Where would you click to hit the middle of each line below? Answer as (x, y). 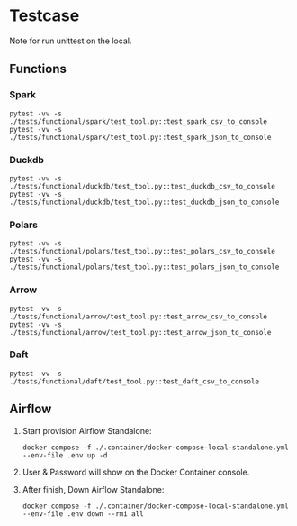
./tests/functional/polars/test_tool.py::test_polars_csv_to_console (143, 252)
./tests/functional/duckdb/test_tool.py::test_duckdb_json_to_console (144, 202)
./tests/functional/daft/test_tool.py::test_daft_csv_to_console (134, 381)
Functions (38, 69)
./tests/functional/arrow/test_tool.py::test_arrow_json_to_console (140, 332)
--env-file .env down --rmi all (83, 514)
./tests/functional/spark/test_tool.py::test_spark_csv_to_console (139, 121)
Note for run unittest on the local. (71, 41)
